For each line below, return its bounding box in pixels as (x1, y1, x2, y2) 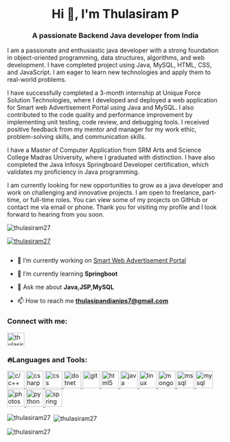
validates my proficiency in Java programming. (7, 168, 139, 176)
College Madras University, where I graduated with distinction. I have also (7, 153, 216, 162)
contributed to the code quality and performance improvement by (7, 111, 193, 119)
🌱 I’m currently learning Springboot (16, 269, 118, 278)
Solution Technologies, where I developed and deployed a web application (7, 96, 218, 104)
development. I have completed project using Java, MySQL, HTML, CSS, (7, 61, 212, 69)
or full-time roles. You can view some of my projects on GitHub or (23, 196, 208, 204)
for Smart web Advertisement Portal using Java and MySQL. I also (7, 103, 194, 112)
